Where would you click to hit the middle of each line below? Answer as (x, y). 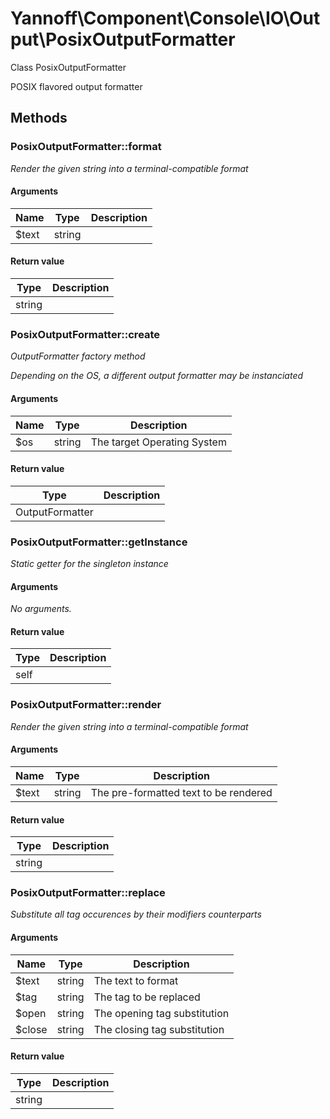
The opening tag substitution (161, 1013)
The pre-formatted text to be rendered (181, 792)
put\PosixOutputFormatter (123, 39)
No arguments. (41, 609)
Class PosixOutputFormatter (68, 67)
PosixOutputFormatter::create (85, 334)
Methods (39, 118)
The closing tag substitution (159, 1029)
